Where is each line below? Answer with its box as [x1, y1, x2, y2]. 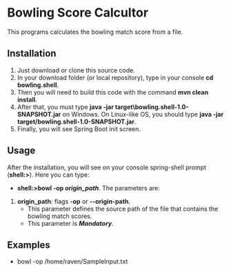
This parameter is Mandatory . [27, 219, 114, 227]
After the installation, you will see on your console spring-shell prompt [7, 163, 207, 171]
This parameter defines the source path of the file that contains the [27, 204, 219, 213]
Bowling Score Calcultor [7, 5, 149, 21]
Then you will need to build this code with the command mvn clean [17, 88, 209, 96]
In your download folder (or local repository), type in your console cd [17, 73, 214, 81]
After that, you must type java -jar [17, 102, 114, 111]
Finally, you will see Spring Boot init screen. [17, 124, 141, 133]
